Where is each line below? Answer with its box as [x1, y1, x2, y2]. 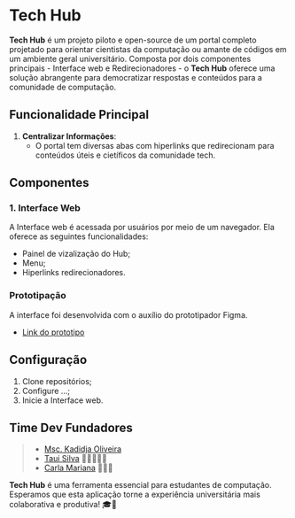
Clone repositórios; [21, 375, 92, 386]
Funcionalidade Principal [9, 107, 149, 122]
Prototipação [9, 290, 66, 302]
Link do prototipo [21, 327, 85, 337]
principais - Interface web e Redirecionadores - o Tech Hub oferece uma [9, 63, 276, 73]
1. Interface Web [9, 202, 82, 214]
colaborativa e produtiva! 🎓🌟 [9, 499, 117, 510]
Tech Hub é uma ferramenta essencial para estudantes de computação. [9, 480, 272, 491]
